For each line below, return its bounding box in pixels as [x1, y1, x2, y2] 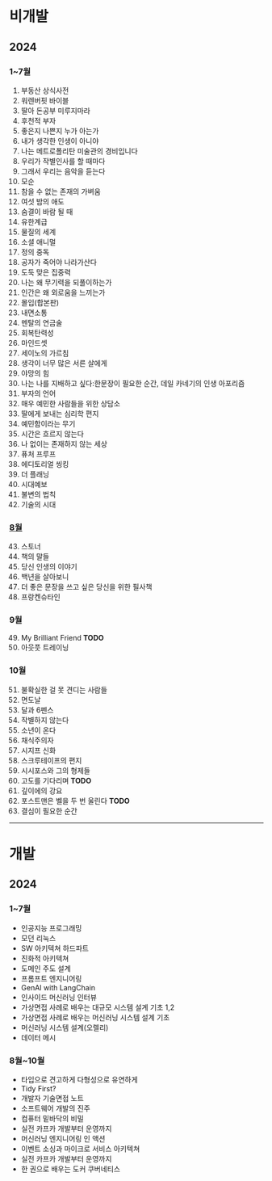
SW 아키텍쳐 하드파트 [20, 943, 90, 953]
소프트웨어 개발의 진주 [20, 1103, 91, 1113]
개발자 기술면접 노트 [20, 1093, 84, 1103]
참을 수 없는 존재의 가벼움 [20, 187, 102, 196]
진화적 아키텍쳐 [20, 953, 69, 963]
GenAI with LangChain [20, 982, 96, 992]
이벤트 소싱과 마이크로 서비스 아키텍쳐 [20, 1144, 140, 1154]
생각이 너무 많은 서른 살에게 [20, 358, 108, 368]
